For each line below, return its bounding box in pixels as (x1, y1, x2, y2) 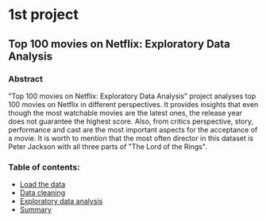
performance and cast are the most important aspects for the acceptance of (8, 124, 258, 134)
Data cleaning (19, 188, 66, 197)
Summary (19, 205, 52, 215)
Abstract (8, 73, 44, 84)
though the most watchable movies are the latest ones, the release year (8, 108, 243, 117)
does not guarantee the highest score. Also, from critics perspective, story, (8, 117, 254, 126)
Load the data (19, 180, 66, 189)
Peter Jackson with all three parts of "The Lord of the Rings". (8, 141, 208, 151)
